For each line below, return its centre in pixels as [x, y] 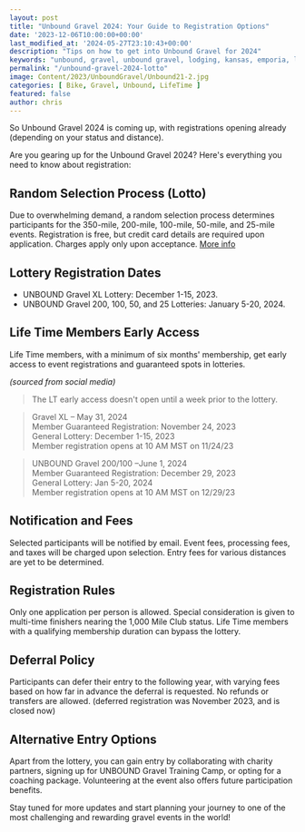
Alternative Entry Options [83, 739]
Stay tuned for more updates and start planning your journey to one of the [148, 808]
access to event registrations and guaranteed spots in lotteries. [128, 364]
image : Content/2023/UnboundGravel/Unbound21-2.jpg [109, 77]
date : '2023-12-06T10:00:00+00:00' [77, 34]
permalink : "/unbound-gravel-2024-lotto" [89, 69]
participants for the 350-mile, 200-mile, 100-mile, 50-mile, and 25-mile [142, 225]
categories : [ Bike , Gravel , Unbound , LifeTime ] [105, 85]
